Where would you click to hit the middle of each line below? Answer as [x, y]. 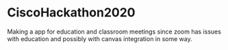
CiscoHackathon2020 [71, 13]
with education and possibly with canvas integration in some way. [100, 38]
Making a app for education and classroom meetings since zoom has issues [114, 32]
